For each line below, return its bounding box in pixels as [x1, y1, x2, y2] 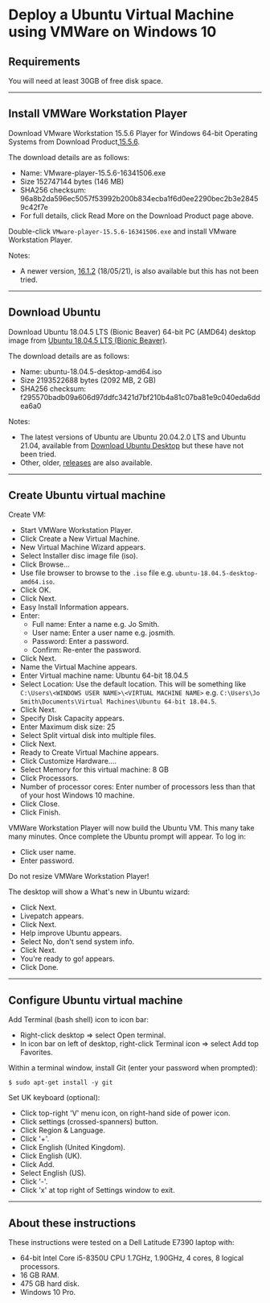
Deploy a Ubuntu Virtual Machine [8, 6, 235, 24]
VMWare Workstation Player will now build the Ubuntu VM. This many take [8, 823, 255, 833]
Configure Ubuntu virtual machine [8, 993, 183, 1007]
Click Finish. [19, 807, 61, 818]
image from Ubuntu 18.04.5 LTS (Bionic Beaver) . [8, 336, 168, 345]
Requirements [8, 55, 80, 68]
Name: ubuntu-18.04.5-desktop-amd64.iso [19, 366, 162, 376]
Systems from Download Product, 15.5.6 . [8, 137, 141, 146]
